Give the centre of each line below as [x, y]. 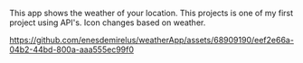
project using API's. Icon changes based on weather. [108, 22]
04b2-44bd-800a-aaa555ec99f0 [71, 49]
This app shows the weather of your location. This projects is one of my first [151, 13]
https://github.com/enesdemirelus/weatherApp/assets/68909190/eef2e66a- [151, 40]
